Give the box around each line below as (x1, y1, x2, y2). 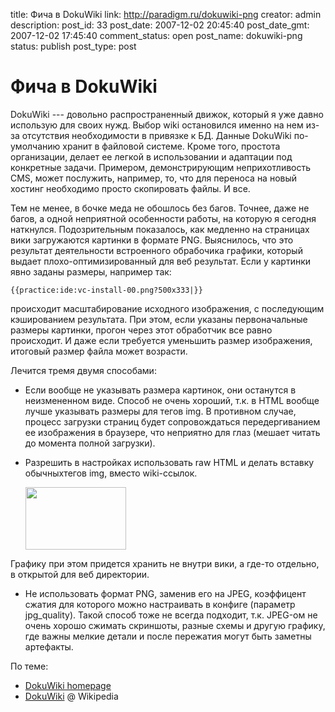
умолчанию (10, 140, 61, 152)
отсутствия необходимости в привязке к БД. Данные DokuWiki (21, 129, 292, 141)
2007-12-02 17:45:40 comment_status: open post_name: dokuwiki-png (10, 30, 303, 41)
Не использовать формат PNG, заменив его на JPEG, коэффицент (24, 587, 307, 599)
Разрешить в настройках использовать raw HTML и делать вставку (24, 456, 315, 468)
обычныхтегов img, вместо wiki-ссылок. (24, 467, 198, 479)
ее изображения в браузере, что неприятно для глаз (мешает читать (24, 426, 321, 438)
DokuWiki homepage (24, 679, 112, 691)
